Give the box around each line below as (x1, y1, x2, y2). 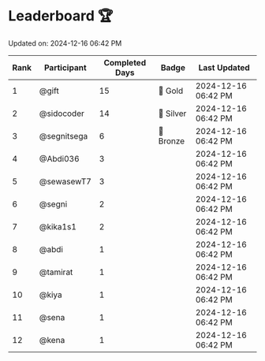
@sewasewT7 (39, 176, 92, 187)
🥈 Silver (158, 108, 187, 119)
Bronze (158, 136, 185, 147)
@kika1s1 (39, 221, 77, 232)
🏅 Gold (158, 85, 184, 96)
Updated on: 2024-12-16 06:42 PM (8, 38, 122, 48)
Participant (43, 61, 87, 73)
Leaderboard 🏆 (8, 7, 114, 25)
